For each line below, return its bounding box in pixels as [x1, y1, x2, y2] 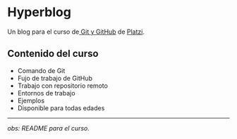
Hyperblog [7, 4, 72, 20]
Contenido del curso [7, 48, 99, 60]
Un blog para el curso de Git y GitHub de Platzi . [7, 27, 145, 36]
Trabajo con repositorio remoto [17, 81, 108, 90]
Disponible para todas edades [17, 103, 105, 112]
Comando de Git [17, 66, 66, 74]
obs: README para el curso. [7, 124, 90, 132]
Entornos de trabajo [17, 88, 75, 97]
